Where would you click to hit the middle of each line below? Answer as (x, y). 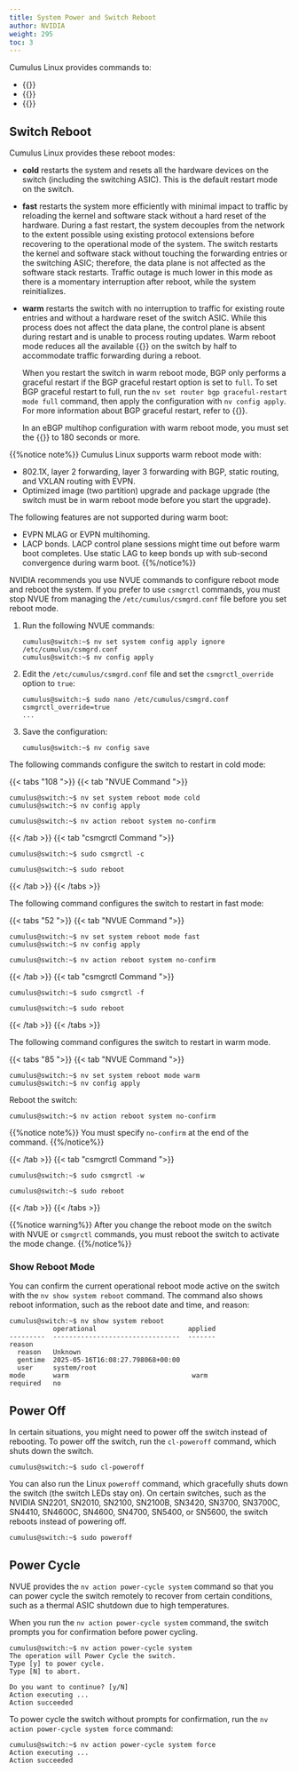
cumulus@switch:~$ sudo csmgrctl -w (77, 1176)
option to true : (48, 683)
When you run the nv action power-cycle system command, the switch (139, 1622)
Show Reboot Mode (52, 1266)
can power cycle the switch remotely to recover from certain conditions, (141, 1595)
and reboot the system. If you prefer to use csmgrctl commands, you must (145, 590)
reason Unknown (49, 1353)
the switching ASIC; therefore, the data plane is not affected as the (144, 263)
